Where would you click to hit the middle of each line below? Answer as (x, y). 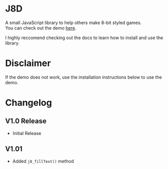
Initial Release (27, 133)
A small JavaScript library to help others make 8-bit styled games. (73, 23)
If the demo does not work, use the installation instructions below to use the (83, 77)
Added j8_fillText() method (43, 161)
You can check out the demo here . (41, 28)
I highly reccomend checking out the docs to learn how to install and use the (84, 38)
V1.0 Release (26, 121)
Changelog (29, 103)
